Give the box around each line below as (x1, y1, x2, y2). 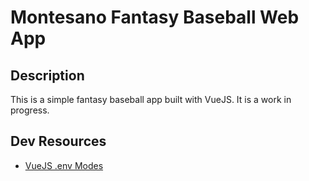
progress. (10, 104, 50, 116)
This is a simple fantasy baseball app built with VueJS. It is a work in (10, 94, 292, 105)
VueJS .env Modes (24, 159, 104, 171)
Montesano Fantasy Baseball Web (10, 6, 300, 29)
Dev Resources (10, 133, 107, 150)
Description (10, 67, 85, 84)
